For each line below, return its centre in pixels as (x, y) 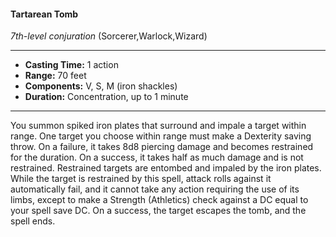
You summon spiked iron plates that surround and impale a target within (158, 126)
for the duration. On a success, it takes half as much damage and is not (157, 157)
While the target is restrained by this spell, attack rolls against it (141, 179)
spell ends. (33, 221)
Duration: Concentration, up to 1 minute (106, 97)
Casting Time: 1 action (71, 65)
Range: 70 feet (55, 76)
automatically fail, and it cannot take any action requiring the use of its (155, 189)
